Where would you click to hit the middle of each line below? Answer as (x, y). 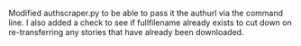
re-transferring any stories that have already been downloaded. (126, 32)
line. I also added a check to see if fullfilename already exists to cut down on (150, 23)
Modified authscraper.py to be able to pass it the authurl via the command (146, 13)
